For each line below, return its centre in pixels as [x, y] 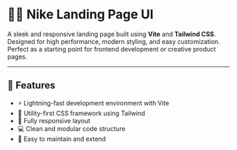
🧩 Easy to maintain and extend [61, 139]
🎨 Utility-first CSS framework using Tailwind [81, 113]
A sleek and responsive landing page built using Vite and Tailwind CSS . [112, 34]
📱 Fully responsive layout [54, 120]
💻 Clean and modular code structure [71, 128]
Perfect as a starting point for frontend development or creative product [112, 49]
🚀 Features [31, 85]
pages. [17, 57]
